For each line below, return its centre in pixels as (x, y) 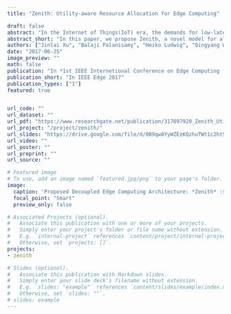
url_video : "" (27, 141)
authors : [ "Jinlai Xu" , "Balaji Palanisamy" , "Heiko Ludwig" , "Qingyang (113, 46)
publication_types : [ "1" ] (44, 84)
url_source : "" (29, 160)
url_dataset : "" (30, 115)
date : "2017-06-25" (35, 52)
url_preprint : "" (32, 154)
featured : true (29, 90)
